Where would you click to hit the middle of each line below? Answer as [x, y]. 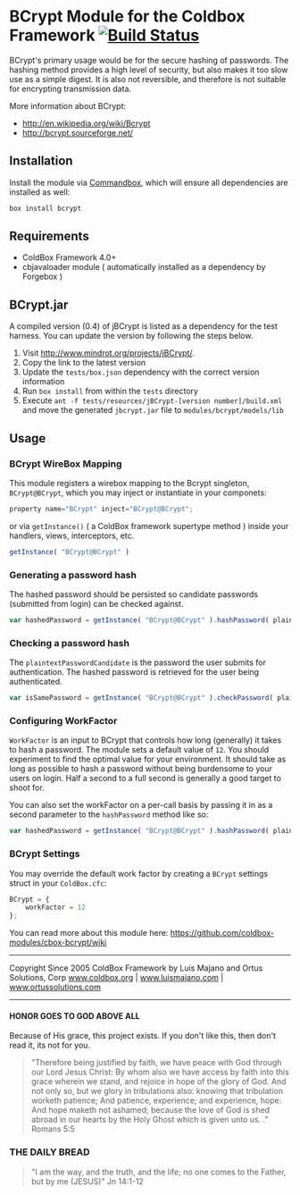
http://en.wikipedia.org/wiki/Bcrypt [86, 123]
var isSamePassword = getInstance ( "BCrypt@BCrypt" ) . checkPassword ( [142, 698]
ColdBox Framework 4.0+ [69, 257]
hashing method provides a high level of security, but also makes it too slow [149, 70]
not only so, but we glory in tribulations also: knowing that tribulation [157, 1091]
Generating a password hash [73, 575]
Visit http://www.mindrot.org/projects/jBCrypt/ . [108, 353]
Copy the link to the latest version [84, 363]
